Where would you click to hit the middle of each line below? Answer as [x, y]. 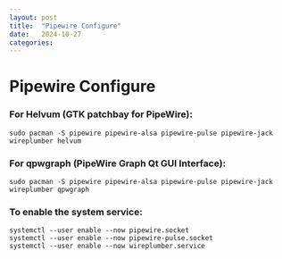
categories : [31, 42]
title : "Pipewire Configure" [66, 26]
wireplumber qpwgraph [50, 190]
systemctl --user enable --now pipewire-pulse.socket [112, 238]
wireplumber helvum [46, 141]
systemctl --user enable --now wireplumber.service [107, 246]
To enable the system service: [76, 212]
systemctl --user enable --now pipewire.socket [100, 230]
